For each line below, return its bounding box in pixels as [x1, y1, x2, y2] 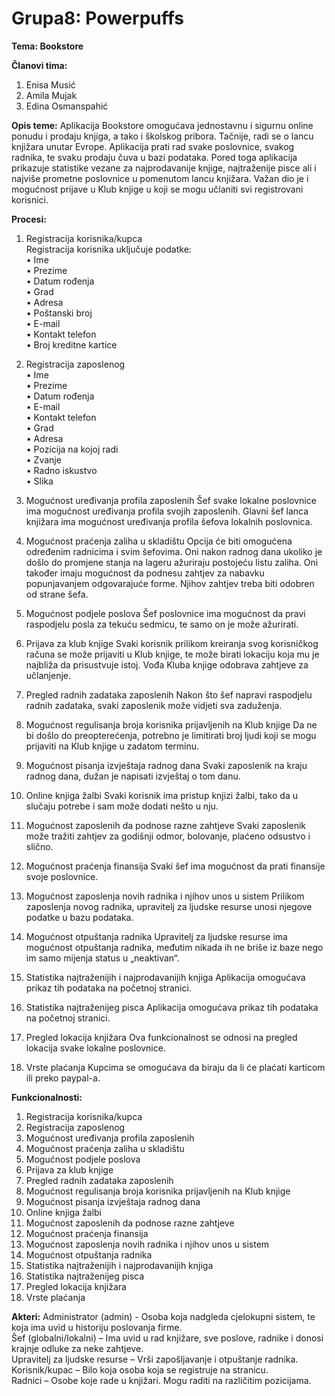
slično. [25, 840, 54, 852]
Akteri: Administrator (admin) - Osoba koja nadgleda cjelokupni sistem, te [11, 1310, 316, 1322]
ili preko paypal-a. [25, 1072, 101, 1084]
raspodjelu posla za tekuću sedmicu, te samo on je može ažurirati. [25, 618, 299, 630]
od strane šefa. [25, 588, 89, 600]
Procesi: [11, 213, 47, 225]
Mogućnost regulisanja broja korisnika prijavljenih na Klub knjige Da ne [25, 718, 318, 731]
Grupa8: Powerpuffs [11, 7, 185, 30]
